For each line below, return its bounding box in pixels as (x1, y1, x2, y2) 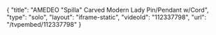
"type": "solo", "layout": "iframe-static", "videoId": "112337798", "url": (6, 13, 207, 21)
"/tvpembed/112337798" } (6, 21, 82, 28)
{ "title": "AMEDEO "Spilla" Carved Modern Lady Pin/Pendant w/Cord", (6, 6, 209, 14)
